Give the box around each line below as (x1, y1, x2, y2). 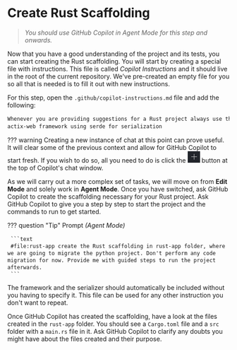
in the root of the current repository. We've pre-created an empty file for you (7, 72, 230, 81)
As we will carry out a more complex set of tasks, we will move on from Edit (7, 177, 228, 185)
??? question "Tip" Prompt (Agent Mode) (7, 221, 126, 229)
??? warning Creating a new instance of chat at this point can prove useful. (7, 136, 224, 144)
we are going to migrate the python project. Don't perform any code (7, 250, 217, 257)
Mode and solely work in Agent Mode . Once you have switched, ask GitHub (7, 185, 229, 193)
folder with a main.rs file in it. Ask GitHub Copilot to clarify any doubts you (7, 327, 224, 335)
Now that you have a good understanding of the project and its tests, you (7, 49, 220, 58)
